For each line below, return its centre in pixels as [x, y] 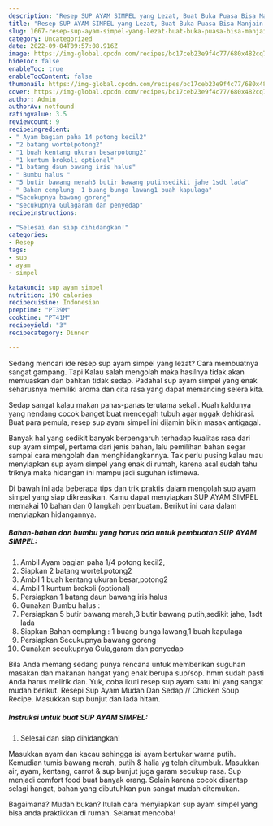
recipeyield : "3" [38, 326]
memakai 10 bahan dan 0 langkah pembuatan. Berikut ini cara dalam [123, 505]
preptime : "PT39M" [39, 310]
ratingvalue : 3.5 [38, 115]
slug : [17, 31]
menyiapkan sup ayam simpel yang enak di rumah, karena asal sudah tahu [133, 464]
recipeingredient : [39, 129]
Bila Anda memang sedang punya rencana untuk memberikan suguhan [127, 664]
